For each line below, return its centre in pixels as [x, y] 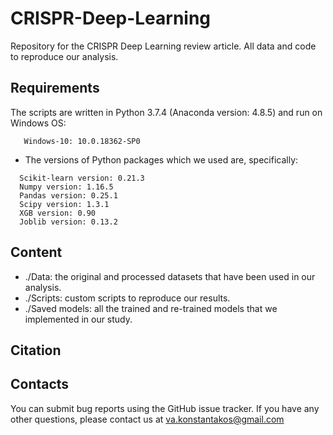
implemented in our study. [78, 319]
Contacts [40, 384]
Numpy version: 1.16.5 [66, 187]
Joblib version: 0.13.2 [68, 222]
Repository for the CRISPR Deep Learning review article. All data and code [163, 46]
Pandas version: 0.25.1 [68, 195]
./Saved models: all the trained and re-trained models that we [151, 308]
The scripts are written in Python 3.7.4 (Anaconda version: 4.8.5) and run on [166, 112]
